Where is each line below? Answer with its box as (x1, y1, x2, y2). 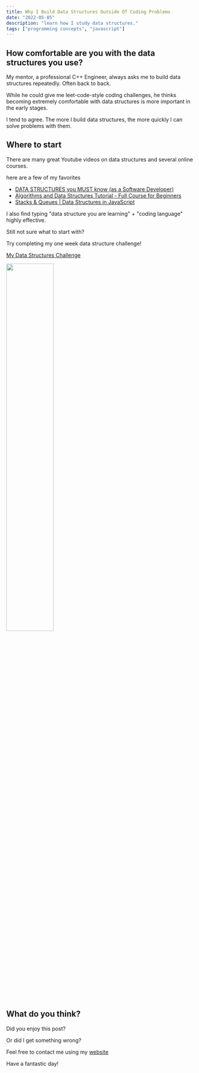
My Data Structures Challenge (6, 251, 81, 259)
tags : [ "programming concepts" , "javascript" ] (6, 25, 125, 32)
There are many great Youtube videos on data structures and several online (6, 156, 194, 163)
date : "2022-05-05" (6, 14, 55, 20)
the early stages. (6, 104, 48, 112)
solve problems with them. (6, 122, 72, 130)
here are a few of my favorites (6, 174, 81, 181)
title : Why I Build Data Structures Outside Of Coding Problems (6, 8, 171, 15)
